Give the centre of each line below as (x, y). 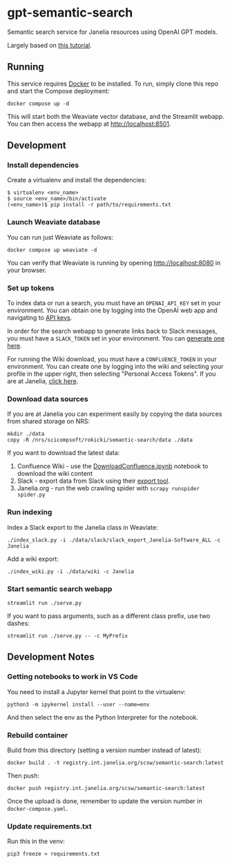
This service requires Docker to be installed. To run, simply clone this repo (113, 84)
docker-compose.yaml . (38, 808)
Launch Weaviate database (54, 222)
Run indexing (30, 512)
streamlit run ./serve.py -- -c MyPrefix (68, 636)
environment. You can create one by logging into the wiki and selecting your (115, 367)
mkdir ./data (26, 434)
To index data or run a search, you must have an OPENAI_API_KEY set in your (114, 303)
